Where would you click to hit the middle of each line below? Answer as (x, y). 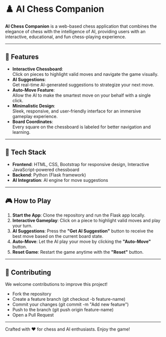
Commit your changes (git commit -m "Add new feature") (70, 304)
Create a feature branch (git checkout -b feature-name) (69, 299)
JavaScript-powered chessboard (46, 169)
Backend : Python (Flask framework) (49, 175)
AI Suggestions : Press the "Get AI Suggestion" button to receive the (83, 231)
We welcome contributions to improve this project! (56, 284)
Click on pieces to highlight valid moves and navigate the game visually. (85, 74)
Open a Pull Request (33, 315)
